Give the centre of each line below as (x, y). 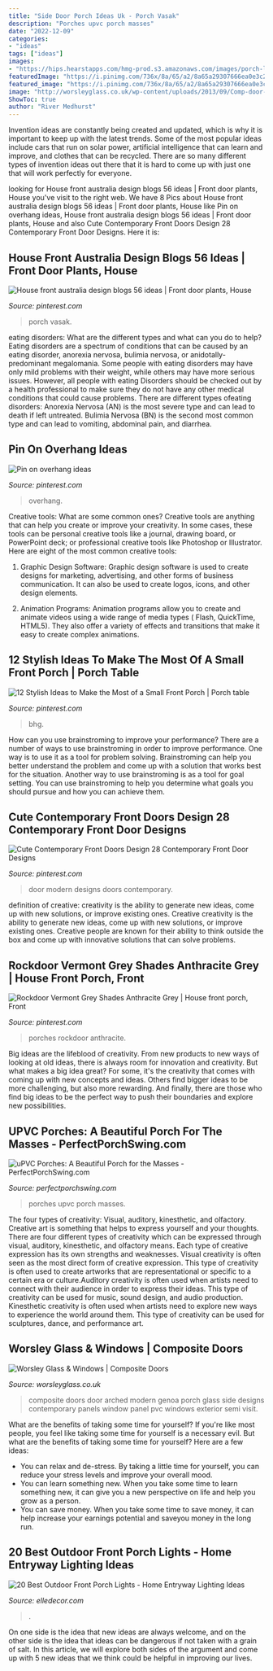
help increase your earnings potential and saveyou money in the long (136, 1518)
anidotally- (208, 354)
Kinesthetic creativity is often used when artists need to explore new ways (133, 1306)
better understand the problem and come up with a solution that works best (135, 765)
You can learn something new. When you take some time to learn (129, 1483)
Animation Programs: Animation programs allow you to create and (130, 608)
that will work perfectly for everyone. (70, 173)
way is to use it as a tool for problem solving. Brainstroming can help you (130, 757)
